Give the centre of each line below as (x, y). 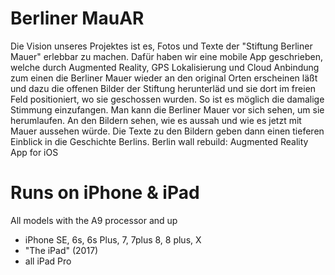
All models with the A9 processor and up (94, 220)
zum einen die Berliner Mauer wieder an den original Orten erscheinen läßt (164, 78)
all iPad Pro (48, 261)
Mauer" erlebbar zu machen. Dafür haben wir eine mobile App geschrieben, (166, 56)
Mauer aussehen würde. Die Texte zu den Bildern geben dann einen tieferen (167, 131)
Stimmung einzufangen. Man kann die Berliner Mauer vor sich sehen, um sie (167, 109)
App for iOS (34, 152)
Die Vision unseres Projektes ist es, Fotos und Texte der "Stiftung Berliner (161, 46)
